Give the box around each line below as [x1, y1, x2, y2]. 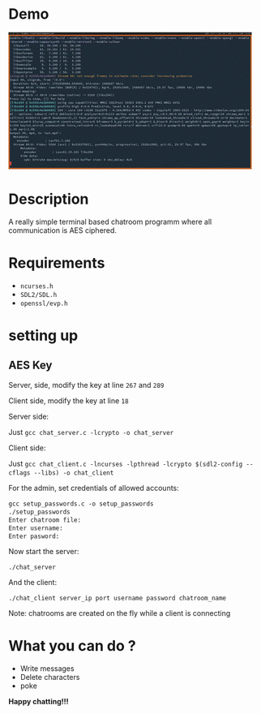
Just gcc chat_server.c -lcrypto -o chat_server [8, 427, 174, 437]
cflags [8, 468, 31, 477]
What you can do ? [8, 637, 136, 655]
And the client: [8, 577, 58, 587]
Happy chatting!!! [8, 696, 69, 706]
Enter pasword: [8, 532, 60, 540]
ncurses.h [19, 282, 54, 290]
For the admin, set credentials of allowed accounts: [8, 483, 180, 492]
